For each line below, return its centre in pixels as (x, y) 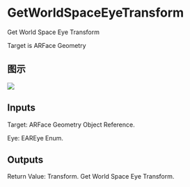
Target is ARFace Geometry (47, 45)
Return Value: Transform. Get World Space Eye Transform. (91, 177)
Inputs (22, 108)
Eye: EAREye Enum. (35, 138)
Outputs (25, 160)
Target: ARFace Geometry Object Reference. (71, 124)
